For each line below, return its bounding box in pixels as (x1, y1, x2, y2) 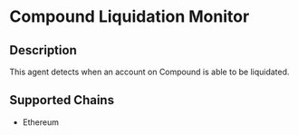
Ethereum (22, 116, 59, 128)
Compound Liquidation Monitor (9, 6, 250, 27)
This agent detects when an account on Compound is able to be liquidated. (9, 66, 290, 77)
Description (9, 43, 77, 58)
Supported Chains (9, 92, 115, 108)
